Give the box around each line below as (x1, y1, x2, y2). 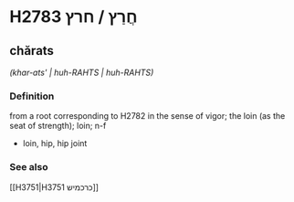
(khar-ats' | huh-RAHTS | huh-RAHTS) (9, 67, 154, 78)
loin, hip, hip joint (22, 138, 88, 149)
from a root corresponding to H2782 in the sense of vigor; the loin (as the (9, 111, 286, 122)
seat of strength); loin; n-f (9, 121, 107, 132)
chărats (9, 43, 55, 58)
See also (9, 161, 48, 174)
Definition (9, 90, 55, 102)
